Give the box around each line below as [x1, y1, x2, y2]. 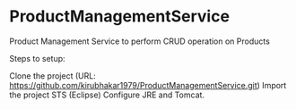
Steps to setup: [9, 53, 65, 63]
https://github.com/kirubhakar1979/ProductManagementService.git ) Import [9, 80, 287, 90]
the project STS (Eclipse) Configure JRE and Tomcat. [9, 89, 205, 100]
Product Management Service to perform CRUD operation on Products [9, 36, 271, 46]
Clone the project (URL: [9, 70, 96, 81]
